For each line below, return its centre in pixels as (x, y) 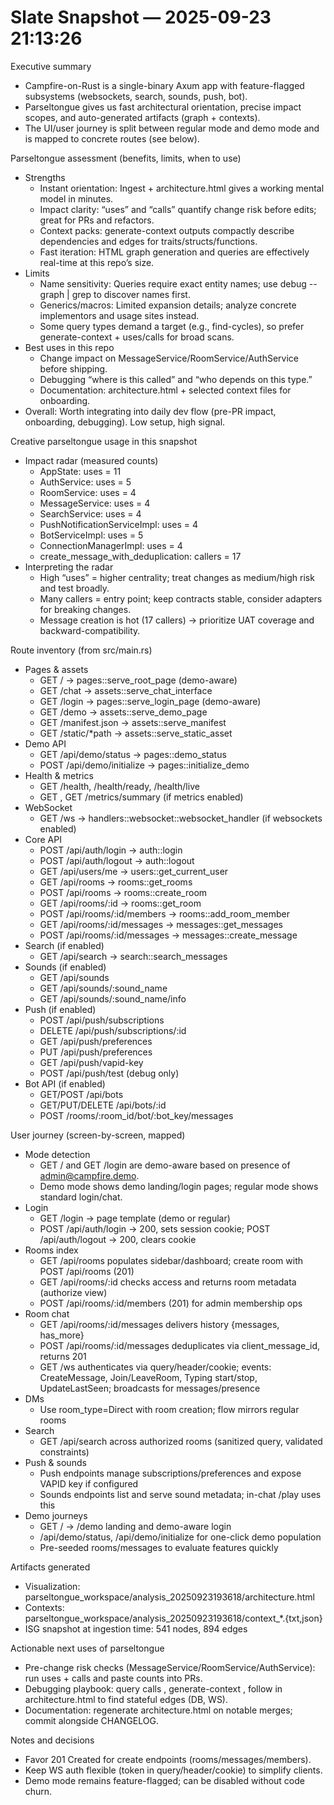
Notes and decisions (52, 1740)
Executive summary (51, 66)
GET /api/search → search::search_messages (133, 956)
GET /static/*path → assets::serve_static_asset (136, 733)
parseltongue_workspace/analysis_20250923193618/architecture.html (169, 1597)
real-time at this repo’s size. (97, 262)
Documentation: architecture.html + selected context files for (165, 390)
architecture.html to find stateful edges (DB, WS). (126, 1699)
